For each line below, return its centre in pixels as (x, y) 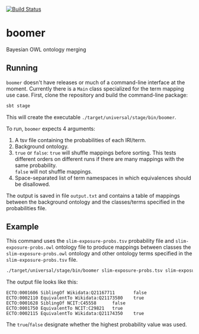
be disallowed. (32, 184)
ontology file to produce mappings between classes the (123, 247)
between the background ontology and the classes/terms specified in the (96, 202)
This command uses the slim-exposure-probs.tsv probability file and (90, 241)
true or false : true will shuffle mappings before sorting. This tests (95, 152)
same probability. (36, 165)
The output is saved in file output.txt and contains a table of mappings (93, 195)
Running (22, 68)
